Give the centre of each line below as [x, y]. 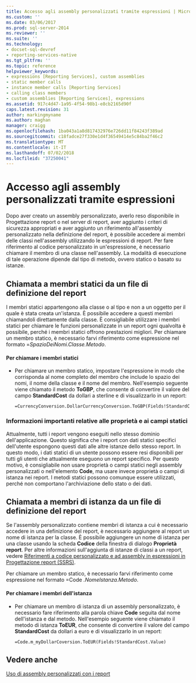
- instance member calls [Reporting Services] [64, 88]
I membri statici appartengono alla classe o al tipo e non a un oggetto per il [96, 307]
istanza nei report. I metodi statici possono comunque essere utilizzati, [91, 477]
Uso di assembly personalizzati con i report [58, 674]
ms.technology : [24, 44]
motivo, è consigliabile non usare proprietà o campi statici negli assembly [94, 465]
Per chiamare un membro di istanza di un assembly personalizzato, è [97, 606]
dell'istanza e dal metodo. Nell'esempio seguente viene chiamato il [94, 619]
